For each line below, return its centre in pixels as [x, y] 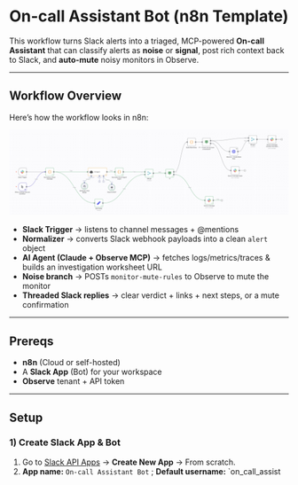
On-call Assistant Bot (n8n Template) [149, 16]
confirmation [45, 305]
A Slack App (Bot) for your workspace [92, 372]
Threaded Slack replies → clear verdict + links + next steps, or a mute [150, 295]
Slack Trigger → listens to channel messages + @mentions [130, 230]
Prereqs [31, 341]
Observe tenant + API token [73, 381]
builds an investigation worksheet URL [92, 267]
